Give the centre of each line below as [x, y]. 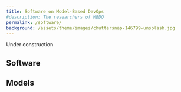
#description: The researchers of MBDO [55, 17]
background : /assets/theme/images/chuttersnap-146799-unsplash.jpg [91, 28]
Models [20, 83]
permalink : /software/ [34, 22]
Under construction [30, 45]
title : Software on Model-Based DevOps [55, 11]
